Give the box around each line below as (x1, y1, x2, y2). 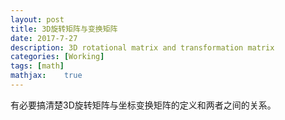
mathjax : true (10, 71, 83, 81)
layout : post (10, 14, 65, 25)
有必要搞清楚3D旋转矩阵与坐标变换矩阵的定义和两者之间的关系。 (10, 99, 277, 111)
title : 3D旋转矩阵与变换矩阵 (10, 24, 118, 34)
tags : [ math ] (10, 61, 65, 71)
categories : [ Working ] (10, 52, 105, 62)
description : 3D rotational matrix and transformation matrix (10, 42, 275, 53)
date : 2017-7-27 (10, 33, 78, 43)
